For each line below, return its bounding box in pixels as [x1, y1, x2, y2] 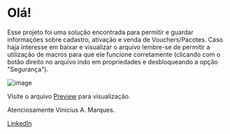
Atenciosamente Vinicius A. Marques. [7, 105, 115, 114]
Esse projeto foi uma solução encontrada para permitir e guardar [7, 28, 194, 36]
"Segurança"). [7, 65, 49, 73]
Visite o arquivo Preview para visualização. [7, 92, 131, 100]
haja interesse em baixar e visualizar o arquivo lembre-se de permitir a [7, 43, 210, 51]
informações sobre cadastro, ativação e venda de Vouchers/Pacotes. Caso [7, 35, 224, 43]
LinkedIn [7, 119, 32, 127]
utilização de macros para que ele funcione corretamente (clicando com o [7, 50, 221, 59]
